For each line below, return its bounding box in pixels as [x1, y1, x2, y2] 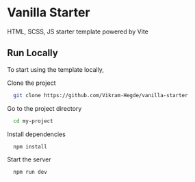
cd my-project [13, 118, 53, 125]
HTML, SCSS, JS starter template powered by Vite [7, 27, 149, 36]
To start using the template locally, [7, 65, 105, 73]
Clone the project [7, 79, 56, 87]
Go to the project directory [7, 104, 82, 112]
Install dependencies [7, 130, 66, 138]
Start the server [7, 155, 51, 164]
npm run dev [13, 169, 48, 176]
